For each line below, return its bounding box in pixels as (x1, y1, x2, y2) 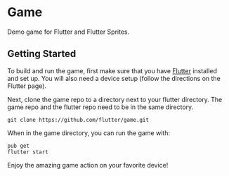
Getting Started (7, 48, 77, 60)
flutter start (7, 149, 49, 156)
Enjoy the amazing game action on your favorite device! (7, 161, 169, 169)
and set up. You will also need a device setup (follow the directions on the (7, 74, 221, 82)
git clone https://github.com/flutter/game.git (7, 116, 150, 123)
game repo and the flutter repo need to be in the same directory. (7, 103, 194, 111)
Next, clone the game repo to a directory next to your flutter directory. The (7, 95, 223, 103)
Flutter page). (7, 82, 47, 90)
